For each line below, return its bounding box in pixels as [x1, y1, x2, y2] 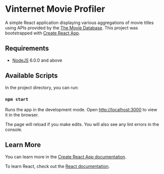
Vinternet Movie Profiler [5, 3, 105, 15]
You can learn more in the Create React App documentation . [5, 153, 127, 160]
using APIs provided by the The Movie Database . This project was [5, 25, 138, 30]
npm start [5, 97, 28, 102]
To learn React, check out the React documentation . [5, 163, 110, 169]
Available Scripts [5, 72, 58, 80]
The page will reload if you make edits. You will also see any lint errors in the [5, 121, 159, 127]
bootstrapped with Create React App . [5, 30, 80, 36]
